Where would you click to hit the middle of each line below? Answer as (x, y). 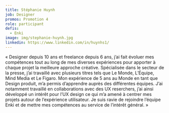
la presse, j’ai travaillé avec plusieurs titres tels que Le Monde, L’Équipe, (80, 73)
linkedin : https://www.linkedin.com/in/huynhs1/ (57, 43)
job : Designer (20, 15)
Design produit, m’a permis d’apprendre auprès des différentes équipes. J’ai (84, 83)
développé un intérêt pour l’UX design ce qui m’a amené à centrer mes (79, 94)
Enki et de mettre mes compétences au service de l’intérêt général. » (77, 105)
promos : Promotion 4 (27, 19)
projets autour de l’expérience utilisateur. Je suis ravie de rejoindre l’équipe (83, 99)
